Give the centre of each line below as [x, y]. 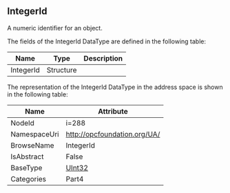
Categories [29, 179]
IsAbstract [27, 156]
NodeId [22, 123]
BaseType [27, 167]
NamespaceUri [35, 134]
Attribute [113, 111]
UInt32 [77, 167]
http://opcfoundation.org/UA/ [113, 134]
